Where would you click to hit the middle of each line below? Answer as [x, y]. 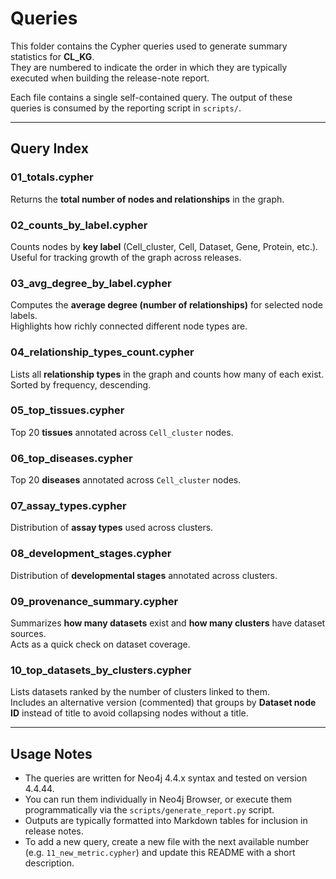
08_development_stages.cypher [91, 554]
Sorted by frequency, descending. [81, 384]
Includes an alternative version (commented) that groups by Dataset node [163, 703]
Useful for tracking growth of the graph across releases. [126, 257]
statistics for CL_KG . [52, 56]
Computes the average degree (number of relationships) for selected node [166, 305]
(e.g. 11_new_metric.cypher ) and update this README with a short [160, 853]
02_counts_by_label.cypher [79, 225]
